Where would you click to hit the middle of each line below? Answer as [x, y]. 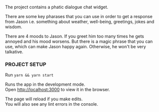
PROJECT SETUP [26, 64]
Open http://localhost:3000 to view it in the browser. [58, 90]
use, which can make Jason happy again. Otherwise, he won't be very [76, 47]
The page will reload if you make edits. [44, 99]
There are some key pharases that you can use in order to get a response [79, 16]
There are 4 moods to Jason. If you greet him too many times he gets [75, 36]
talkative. [14, 52]
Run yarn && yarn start [29, 75]
